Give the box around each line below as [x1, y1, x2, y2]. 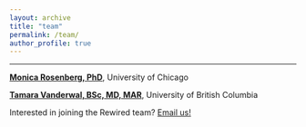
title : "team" [9, 22, 64, 31]
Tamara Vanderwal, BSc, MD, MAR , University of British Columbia [9, 90, 259, 101]
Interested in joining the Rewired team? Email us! [9, 107, 191, 118]
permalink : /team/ [9, 30, 79, 39]
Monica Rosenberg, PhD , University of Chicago [9, 72, 189, 83]
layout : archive [9, 13, 71, 23]
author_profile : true [9, 38, 92, 48]
